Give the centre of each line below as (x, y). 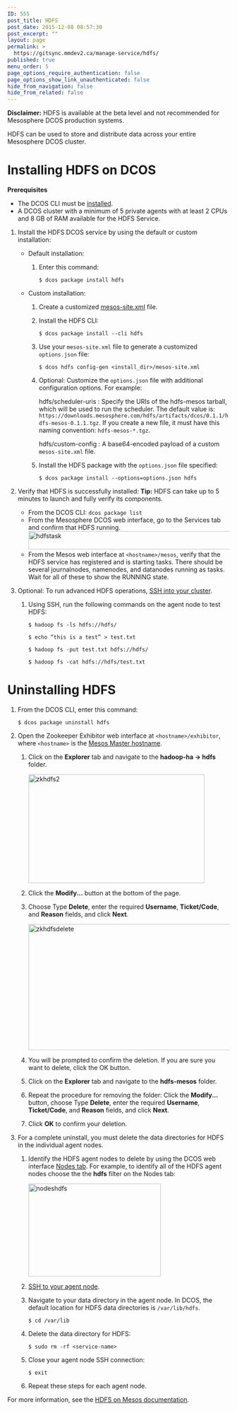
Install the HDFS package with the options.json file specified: (128, 465)
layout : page (26, 40)
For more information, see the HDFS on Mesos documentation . (98, 1400)
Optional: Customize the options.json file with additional (121, 381)
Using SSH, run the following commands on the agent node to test (124, 605)
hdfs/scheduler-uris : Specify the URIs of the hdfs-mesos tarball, (133, 402)
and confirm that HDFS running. (74, 528)
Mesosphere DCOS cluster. (47, 141)
